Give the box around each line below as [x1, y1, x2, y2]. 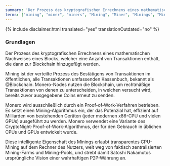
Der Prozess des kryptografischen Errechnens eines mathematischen [5, 50, 150, 56]
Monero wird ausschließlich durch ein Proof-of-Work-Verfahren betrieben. [5, 102, 160, 108]
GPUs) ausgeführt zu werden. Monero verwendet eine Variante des [5, 118, 146, 124]
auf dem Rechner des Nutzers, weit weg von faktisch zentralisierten [20, 144, 162, 150]
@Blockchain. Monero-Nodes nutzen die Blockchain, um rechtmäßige [5, 81, 151, 88]
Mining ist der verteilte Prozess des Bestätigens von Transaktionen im [5, 70, 151, 76]
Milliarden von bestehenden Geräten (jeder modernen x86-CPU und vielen [5, 112, 161, 119]
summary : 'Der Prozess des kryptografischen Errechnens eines [5, 7, 139, 13]
